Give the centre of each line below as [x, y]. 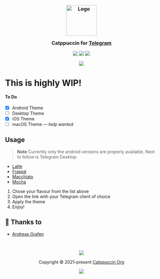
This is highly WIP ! [43, 83]
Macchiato [23, 177]
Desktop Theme [28, 113]
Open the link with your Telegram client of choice [61, 196]
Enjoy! [18, 207]
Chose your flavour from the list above [50, 191]
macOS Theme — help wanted [43, 124]
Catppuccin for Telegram [81, 43]
